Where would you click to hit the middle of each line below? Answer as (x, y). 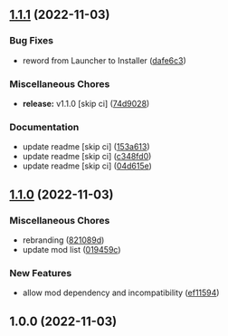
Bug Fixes (32, 41)
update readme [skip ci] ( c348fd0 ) (87, 157)
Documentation (44, 127)
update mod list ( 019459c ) (71, 249)
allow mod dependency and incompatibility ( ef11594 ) (121, 293)
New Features (41, 273)
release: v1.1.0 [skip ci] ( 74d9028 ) (86, 103)
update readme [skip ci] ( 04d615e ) (87, 166)
